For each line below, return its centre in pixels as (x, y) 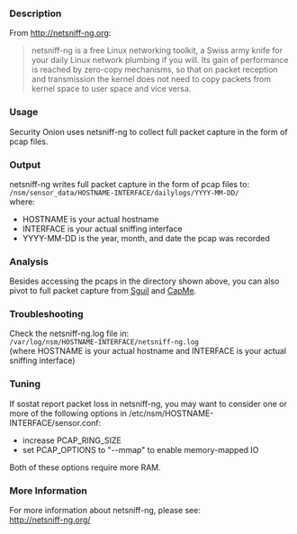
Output (25, 165)
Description (36, 14)
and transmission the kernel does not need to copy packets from (151, 79)
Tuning (25, 384)
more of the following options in (68, 413)
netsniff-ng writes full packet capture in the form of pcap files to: (130, 184)
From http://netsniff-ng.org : (60, 33)
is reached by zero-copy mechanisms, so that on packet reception (154, 69)
